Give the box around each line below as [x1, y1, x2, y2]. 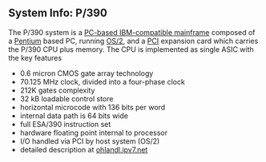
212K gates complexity [19, 85, 95, 95]
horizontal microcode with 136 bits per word [19, 102, 166, 112]
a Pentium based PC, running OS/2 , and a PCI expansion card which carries [8, 36, 259, 45]
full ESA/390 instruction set [19, 119, 111, 128]
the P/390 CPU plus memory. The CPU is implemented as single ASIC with [8, 44, 254, 54]
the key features [8, 53, 62, 62]
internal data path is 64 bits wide [19, 111, 128, 121]
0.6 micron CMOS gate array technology [19, 68, 154, 78]
